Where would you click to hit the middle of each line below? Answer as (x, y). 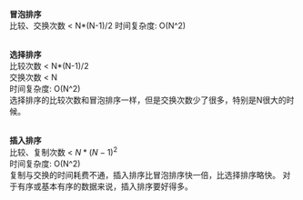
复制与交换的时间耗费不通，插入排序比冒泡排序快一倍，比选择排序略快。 (145, 175)
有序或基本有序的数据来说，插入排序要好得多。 (105, 186)
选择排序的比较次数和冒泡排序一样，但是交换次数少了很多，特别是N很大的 (148, 100)
